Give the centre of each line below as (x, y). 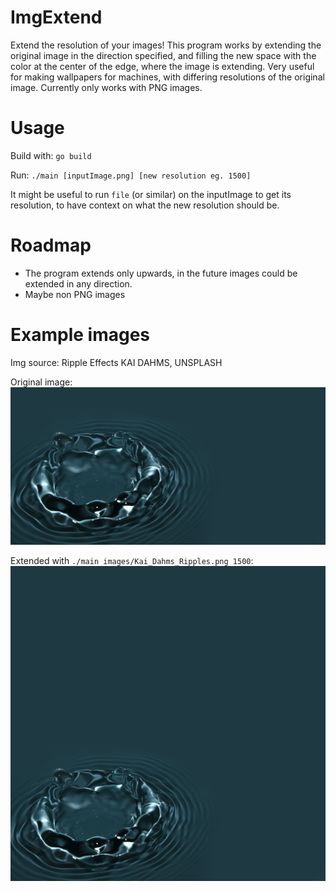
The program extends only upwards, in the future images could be (161, 273)
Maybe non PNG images (75, 294)
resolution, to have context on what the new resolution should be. (145, 205)
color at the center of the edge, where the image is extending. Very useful (162, 66)
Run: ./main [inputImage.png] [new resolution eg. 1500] (131, 175)
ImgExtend (56, 17)
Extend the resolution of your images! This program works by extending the (166, 45)
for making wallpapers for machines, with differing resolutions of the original (167, 77)
